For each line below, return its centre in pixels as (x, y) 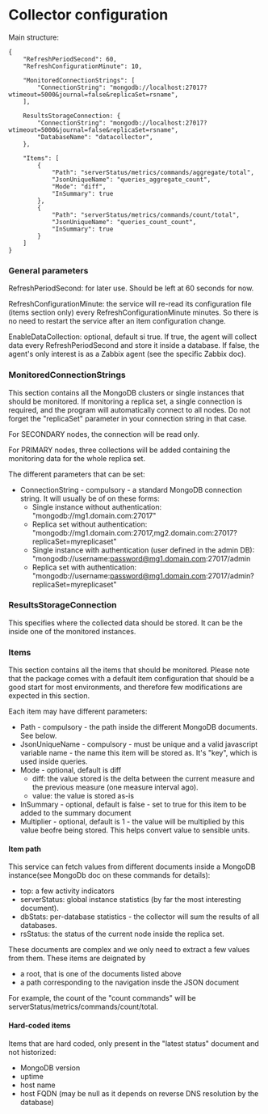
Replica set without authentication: (90, 524)
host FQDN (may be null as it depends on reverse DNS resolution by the (139, 1093)
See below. (38, 736)
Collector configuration (88, 15)
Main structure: (33, 37)
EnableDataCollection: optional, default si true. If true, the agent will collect (133, 337)
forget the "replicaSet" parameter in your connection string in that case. (128, 418)
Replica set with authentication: (84, 567)
